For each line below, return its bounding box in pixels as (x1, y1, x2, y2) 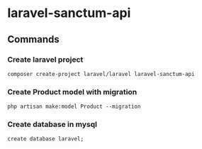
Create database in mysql (7, 119, 98, 129)
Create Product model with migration (7, 87, 138, 96)
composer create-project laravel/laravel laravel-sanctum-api (7, 70, 195, 77)
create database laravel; (7, 136, 84, 143)
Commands (7, 33, 60, 45)
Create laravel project (7, 55, 84, 65)
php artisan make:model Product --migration (7, 103, 141, 111)
